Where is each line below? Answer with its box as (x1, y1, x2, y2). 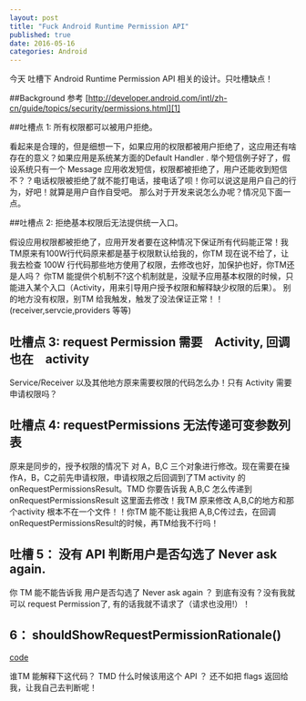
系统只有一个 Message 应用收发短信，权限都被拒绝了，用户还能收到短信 (16, 164, 289, 175)
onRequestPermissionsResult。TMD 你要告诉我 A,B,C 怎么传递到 (9, 483, 252, 494)
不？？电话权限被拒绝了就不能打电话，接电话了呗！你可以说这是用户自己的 (9, 175, 289, 187)
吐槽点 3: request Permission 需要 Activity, (9, 334, 264, 350)
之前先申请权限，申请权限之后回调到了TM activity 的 (49, 472, 246, 483)
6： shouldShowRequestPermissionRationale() (9, 627, 282, 643)
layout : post (9, 13, 59, 23)
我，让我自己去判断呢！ (9, 682, 97, 693)
